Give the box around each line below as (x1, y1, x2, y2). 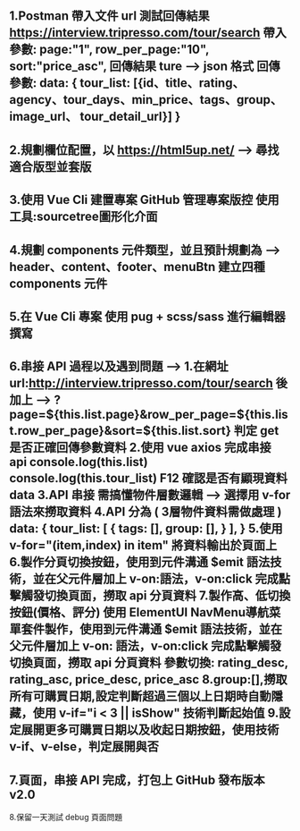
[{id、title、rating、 (132, 75, 245, 91)
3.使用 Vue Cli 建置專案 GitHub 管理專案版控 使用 (9, 192, 279, 208)
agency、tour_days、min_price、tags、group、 (9, 92, 283, 107)
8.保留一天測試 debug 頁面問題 (9, 812, 123, 823)
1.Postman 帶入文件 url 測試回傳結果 (9, 8, 210, 24)
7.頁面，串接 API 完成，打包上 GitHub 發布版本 (9, 772, 265, 787)
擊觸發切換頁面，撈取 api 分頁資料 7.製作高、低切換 (9, 589, 291, 604)
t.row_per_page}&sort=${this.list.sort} (9, 423, 232, 438)
